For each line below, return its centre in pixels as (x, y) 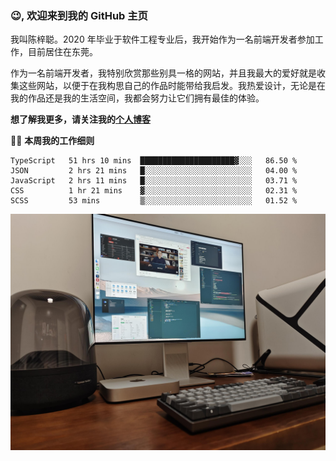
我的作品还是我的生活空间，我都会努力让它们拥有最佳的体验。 (137, 98)
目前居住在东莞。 (62, 52)
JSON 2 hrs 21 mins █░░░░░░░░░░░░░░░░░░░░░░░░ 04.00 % (154, 171)
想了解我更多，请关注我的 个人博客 (80, 119)
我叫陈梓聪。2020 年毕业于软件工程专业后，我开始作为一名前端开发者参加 (162, 39)
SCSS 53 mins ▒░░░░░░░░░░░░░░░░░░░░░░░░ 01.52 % (154, 201)
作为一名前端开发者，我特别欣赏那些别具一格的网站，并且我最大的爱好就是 (163, 73)
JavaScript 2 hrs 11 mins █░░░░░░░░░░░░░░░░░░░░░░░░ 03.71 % (154, 181)
